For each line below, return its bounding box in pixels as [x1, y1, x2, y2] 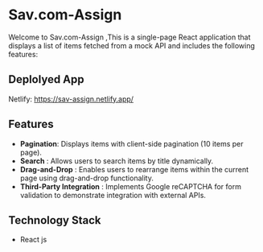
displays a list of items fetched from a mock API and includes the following [8, 40, 256, 50]
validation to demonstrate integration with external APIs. [19, 190, 207, 200]
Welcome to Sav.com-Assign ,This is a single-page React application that [8, 32, 251, 42]
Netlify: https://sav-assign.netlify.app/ [8, 94, 134, 104]
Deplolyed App [8, 72, 84, 86]
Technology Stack [8, 213, 101, 227]
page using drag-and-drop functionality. [19, 173, 154, 183]
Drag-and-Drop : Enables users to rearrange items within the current [19, 164, 249, 174]
